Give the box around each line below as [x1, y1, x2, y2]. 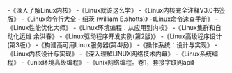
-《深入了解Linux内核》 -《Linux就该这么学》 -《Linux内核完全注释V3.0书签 [7, 6, 226, 14]
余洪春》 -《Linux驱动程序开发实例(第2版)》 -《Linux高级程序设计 [33, 32, 222, 40]
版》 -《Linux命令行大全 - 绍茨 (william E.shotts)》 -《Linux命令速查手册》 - [7, 15, 218, 23]
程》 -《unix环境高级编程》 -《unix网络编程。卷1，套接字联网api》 [7, 58, 195, 66]
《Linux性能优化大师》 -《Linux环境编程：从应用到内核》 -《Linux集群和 [7, 24, 216, 31]
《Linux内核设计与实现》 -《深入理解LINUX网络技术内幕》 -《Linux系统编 [7, 49, 218, 58]
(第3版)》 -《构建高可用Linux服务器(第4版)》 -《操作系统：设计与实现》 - [7, 41, 218, 49]
